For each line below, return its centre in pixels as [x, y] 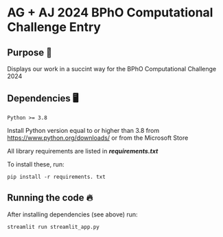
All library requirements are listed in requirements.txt [83, 151]
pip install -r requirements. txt [57, 177]
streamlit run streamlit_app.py [53, 227]
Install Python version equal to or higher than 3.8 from [83, 130]
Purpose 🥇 [30, 52]
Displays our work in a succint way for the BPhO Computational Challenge [112, 69]
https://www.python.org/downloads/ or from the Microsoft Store [98, 138]
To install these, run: [36, 164]
